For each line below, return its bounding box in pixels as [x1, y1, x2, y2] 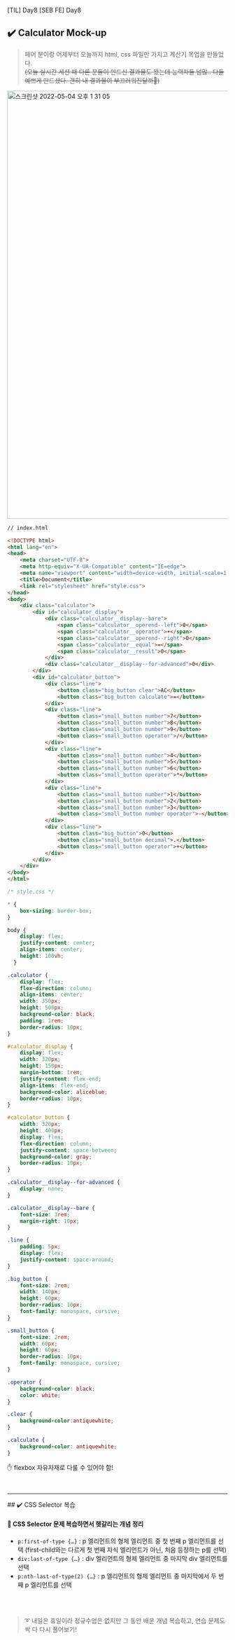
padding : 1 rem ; [20, 1017, 64, 1024]
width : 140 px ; [20, 1288, 61, 1295]
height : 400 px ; [20, 1127, 64, 1134]
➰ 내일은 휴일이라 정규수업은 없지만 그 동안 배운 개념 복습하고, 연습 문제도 [24, 1616, 226, 1625]
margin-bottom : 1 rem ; [20, 1069, 83, 1076]
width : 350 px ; [20, 998, 61, 1005]
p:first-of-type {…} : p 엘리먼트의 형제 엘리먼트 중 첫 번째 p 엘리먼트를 [17, 1536, 217, 1545]
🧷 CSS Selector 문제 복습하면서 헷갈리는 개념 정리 [7, 1520, 144, 1529]
